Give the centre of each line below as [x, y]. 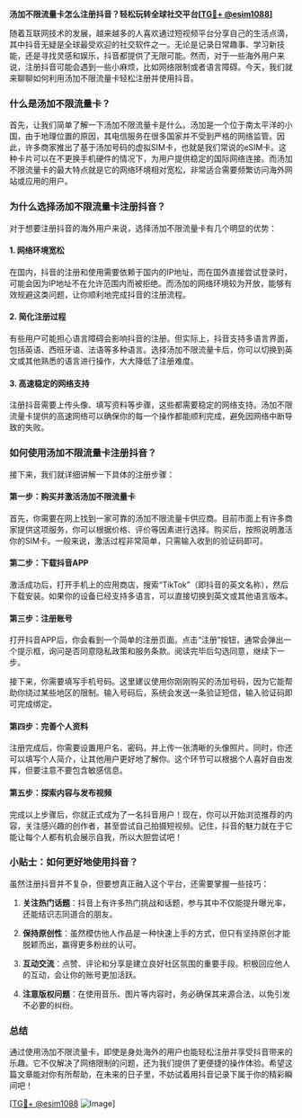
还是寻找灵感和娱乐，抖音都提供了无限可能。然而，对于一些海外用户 [151, 56]
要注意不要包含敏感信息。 [80, 770]
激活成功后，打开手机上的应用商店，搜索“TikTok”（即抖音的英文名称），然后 [149, 585]
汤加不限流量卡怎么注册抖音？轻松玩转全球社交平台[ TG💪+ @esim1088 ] [141, 14]
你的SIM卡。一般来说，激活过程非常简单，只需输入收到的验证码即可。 [138, 541]
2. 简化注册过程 [38, 317]
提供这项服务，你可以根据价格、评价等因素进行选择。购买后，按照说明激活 [155, 529]
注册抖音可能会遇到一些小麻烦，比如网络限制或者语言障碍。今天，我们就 [159, 67]
